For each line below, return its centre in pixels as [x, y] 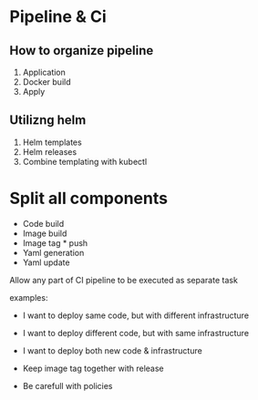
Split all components [89, 199]
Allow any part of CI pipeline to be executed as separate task [124, 280]
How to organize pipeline [82, 51]
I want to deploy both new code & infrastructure [112, 350]
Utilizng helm [48, 120]
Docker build [46, 82]
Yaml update [46, 262]
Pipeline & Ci [58, 17]
